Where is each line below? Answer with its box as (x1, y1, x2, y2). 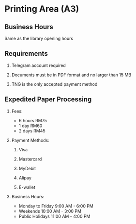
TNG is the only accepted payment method (11, 81, 98, 87)
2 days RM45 (18, 128, 45, 134)
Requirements (4, 49, 48, 58)
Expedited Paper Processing (4, 96, 92, 104)
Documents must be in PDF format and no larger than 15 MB (11, 72, 132, 78)
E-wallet (18, 184, 36, 190)
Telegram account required (11, 62, 66, 68)
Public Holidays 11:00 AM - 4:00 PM (18, 213, 91, 219)
